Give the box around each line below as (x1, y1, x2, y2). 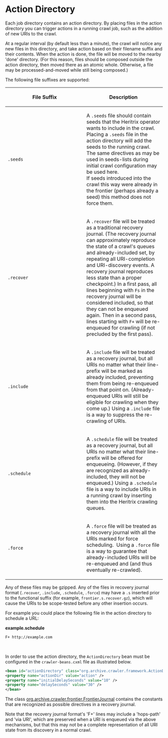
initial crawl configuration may (86, 162, 157, 169)
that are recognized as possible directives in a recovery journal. (5, 701, 136, 707)
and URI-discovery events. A (86, 261, 155, 268)
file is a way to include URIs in (86, 486, 156, 493)
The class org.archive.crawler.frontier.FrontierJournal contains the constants (5, 696, 163, 702)
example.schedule (5, 625, 45, 631)
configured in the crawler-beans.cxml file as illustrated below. (5, 658, 131, 664)
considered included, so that (86, 299, 153, 306)
